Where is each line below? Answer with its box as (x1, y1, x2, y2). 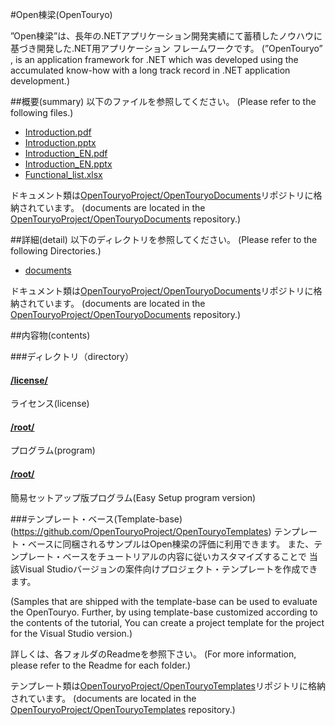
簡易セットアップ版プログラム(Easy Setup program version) (10, 491, 257, 503)
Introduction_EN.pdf (24, 148, 108, 159)
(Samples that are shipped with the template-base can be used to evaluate (10, 595, 318, 607)
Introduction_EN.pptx (24, 158, 113, 170)
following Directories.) (10, 245, 102, 257)
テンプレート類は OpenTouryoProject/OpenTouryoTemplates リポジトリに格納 (10, 679, 326, 692)
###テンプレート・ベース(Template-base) (10, 513, 183, 525)
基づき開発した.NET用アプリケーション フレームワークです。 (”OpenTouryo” (10, 43, 323, 54)
